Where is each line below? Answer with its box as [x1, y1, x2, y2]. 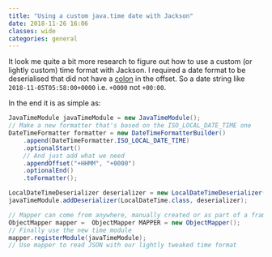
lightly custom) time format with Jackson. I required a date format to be [8, 66, 246, 75]
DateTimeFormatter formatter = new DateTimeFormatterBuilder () [8, 129, 227, 137]
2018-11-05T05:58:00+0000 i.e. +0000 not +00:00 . [8, 83, 167, 92]
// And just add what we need [23, 152, 125, 160]
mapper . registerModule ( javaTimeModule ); [8, 233, 147, 242]
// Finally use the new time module [8, 226, 132, 234]
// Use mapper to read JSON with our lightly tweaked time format [8, 241, 237, 250]
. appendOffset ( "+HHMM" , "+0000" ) [23, 159, 136, 167]
